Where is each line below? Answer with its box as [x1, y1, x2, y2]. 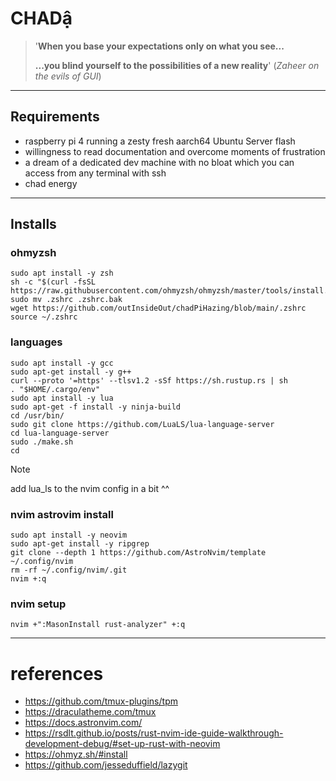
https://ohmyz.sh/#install [24, 748, 128, 761]
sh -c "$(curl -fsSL [10, 277, 97, 287]
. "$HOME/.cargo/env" [10, 384, 101, 394]
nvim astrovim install [10, 507, 114, 521]
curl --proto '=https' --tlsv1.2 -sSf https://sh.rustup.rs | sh [10, 375, 288, 386]
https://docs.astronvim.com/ [24, 717, 143, 729]
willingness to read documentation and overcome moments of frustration [24, 145, 326, 157]
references [10, 662, 104, 685]
